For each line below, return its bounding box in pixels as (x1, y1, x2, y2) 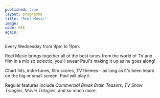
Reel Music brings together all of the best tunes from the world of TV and (5, 53, 153, 59)
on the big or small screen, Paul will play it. (5, 73, 91, 78)
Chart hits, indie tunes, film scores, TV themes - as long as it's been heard (5, 68, 155, 73)
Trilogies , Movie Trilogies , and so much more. (5, 88, 97, 93)
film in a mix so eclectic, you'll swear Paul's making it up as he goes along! (5, 58, 156, 64)
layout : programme (5, 12, 43, 17)
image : (5, 21, 19, 26)
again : (5, 30, 19, 35)
